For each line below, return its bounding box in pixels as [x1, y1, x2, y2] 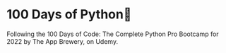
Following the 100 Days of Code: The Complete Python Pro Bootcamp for [6, 30, 220, 38]
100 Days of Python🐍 [6, 6, 132, 23]
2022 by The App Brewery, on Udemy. [6, 37, 118, 45]
